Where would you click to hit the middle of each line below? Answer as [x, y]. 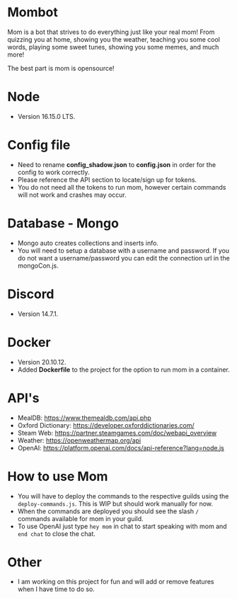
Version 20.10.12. [42, 362]
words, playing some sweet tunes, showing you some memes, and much [113, 47]
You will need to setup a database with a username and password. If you [123, 250]
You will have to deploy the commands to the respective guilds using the [123, 496]
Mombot [33, 12]
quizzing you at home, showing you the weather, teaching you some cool [114, 39]
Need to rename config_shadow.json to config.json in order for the [117, 164]
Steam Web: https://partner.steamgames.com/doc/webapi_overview [117, 433]
